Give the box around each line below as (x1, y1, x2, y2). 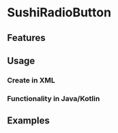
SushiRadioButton (7, 5, 111, 20)
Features (7, 32, 46, 44)
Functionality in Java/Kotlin (7, 93, 100, 103)
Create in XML (7, 75, 56, 85)
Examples (7, 115, 50, 127)
